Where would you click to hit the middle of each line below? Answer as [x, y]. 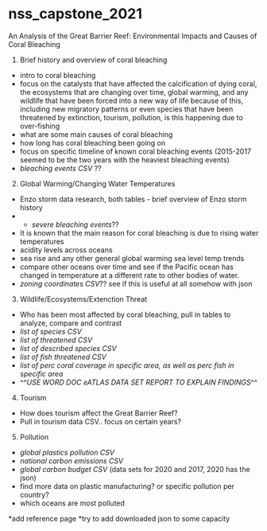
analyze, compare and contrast [71, 322]
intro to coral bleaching [58, 75]
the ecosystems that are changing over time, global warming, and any [134, 92]
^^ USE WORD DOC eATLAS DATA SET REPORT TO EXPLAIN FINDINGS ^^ [139, 382]
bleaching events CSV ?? [60, 168]
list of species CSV [50, 331]
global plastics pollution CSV [67, 452]
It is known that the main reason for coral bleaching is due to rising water [139, 232]
